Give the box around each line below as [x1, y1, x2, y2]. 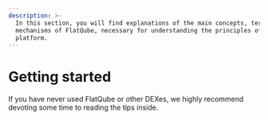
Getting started [8, 68, 112, 86]
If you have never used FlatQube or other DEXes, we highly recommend [8, 95, 244, 104]
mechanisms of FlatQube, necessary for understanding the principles [15, 26, 251, 34]
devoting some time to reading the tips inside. [8, 103, 159, 112]
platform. [15, 33, 48, 42]
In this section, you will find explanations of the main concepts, [15, 19, 248, 27]
